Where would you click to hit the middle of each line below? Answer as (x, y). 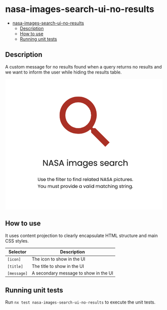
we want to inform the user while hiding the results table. (64, 72)
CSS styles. (17, 240)
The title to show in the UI (58, 266)
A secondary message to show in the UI (73, 273)
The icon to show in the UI (59, 259)
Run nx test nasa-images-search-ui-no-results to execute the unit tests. (81, 302)
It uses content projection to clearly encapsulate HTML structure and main (82, 235)
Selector (17, 252)
